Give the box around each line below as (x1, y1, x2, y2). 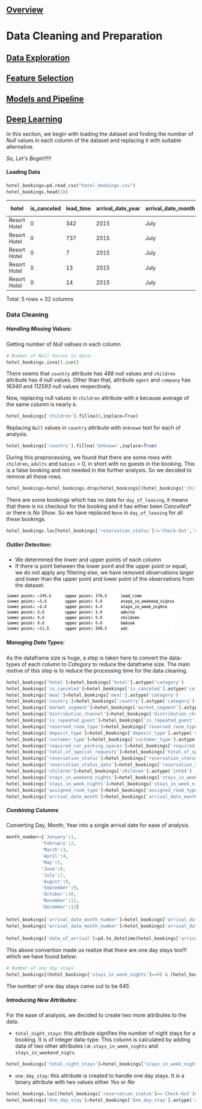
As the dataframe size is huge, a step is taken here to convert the (6, 654, 168, 661)
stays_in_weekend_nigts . (14, 1049, 76, 1056)
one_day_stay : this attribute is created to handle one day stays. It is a (14, 1072, 185, 1079)
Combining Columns (6, 806, 59, 814)
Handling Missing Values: (6, 325, 72, 333)
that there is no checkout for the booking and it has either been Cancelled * (6, 502, 192, 510)
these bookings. (6, 516, 46, 523)
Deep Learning (6, 114, 63, 125)
